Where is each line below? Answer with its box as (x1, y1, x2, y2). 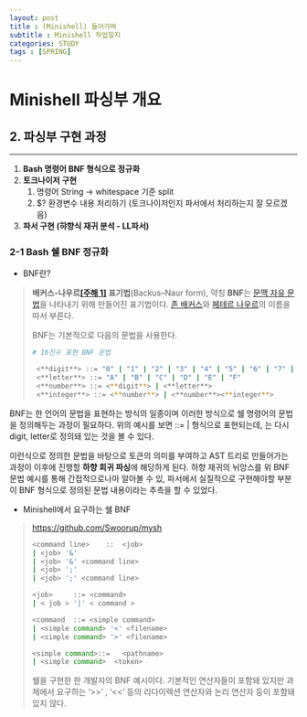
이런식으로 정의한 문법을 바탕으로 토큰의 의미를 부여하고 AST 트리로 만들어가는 (9, 450, 290, 461)
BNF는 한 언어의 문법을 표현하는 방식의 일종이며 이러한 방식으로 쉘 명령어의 (9, 408, 277, 419)
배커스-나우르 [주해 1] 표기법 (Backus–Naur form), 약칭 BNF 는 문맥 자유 (31, 287, 286, 298)
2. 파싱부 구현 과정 (9, 129, 107, 144)
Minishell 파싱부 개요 (9, 90, 162, 111)
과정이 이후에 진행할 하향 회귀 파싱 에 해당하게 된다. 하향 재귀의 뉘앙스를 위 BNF (9, 461, 291, 472)
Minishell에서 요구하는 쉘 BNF (22, 504, 132, 515)
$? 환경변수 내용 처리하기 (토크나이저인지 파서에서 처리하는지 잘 (36, 198, 264, 209)
